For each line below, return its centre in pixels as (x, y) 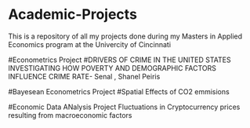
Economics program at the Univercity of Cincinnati (89, 44)
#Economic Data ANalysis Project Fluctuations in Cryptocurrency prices (124, 107)
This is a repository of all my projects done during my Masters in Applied (125, 36)
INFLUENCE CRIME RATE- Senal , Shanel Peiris (84, 76)
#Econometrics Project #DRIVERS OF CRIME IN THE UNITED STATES (120, 60)
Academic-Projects (72, 15)
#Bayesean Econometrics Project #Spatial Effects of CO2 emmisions (119, 91)
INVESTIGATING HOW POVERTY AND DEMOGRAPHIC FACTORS (112, 68)
